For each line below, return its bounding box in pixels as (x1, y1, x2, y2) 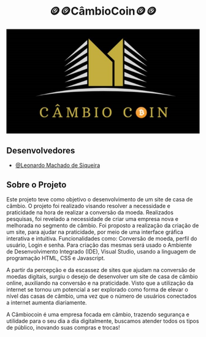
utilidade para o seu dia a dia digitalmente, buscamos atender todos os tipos (6, 317, 199, 325)
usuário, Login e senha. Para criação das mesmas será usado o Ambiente (6, 241, 192, 249)
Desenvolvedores (6, 145, 75, 156)
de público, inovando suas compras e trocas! (6, 324, 120, 331)
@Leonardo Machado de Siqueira (15, 161, 100, 169)
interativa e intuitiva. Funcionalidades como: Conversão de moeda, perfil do (6, 235, 197, 242)
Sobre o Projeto (6, 179, 67, 190)
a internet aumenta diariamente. (6, 299, 87, 306)
